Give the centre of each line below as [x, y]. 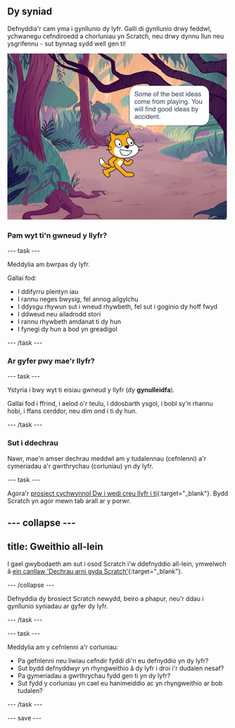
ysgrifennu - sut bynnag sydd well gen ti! [67, 43]
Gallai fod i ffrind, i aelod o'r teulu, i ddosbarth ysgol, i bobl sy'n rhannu [110, 404]
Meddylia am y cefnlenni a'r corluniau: [63, 647]
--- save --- [25, 717]
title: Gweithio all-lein [55, 547]
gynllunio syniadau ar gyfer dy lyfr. [58, 606]
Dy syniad [30, 12]
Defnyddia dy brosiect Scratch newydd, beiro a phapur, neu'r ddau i [106, 598]
